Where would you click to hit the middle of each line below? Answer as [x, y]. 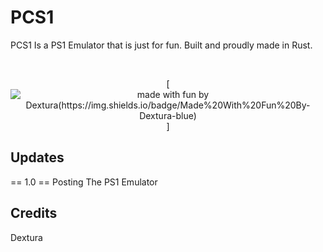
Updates [37, 157]
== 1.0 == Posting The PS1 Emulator [84, 182]
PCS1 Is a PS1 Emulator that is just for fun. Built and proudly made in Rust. [161, 45]
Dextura [26, 237]
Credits [34, 213]
